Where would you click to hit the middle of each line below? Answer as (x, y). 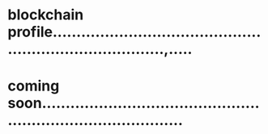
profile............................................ (134, 32)
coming (34, 86)
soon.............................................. (134, 103)
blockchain (46, 15)
